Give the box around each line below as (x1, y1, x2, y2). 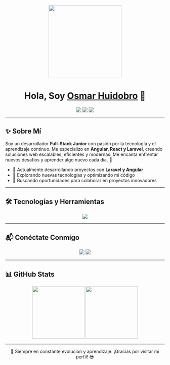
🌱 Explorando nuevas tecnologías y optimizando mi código (12, 172, 135, 178)
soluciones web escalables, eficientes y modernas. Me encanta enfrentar (5, 151, 158, 157)
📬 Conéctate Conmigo (5, 233, 80, 242)
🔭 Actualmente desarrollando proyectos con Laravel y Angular (12, 167, 144, 173)
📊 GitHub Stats (5, 270, 55, 279)
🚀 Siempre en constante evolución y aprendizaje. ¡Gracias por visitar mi (11, 348, 159, 355)
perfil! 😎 (75, 354, 95, 360)
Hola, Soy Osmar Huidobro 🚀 (24, 90, 146, 102)
